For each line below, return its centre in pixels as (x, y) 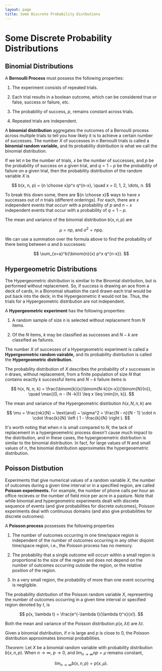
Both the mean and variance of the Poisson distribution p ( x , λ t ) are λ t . (74, 623)
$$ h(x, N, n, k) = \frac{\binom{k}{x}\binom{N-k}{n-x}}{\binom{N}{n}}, (81, 389)
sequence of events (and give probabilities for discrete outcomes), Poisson (80, 506)
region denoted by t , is (27, 604)
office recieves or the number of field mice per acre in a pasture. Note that (79, 496)
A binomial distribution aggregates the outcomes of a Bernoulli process (77, 130)
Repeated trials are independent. (44, 121)
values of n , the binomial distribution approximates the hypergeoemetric (77, 448)
